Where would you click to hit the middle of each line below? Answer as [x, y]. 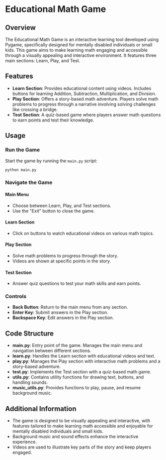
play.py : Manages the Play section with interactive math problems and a [86, 361]
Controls [16, 296]
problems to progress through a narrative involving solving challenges [84, 104]
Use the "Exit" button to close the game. [54, 211]
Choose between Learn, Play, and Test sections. [62, 206]
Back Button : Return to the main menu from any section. [70, 307]
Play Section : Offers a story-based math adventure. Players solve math [85, 99]
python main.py [21, 170]
